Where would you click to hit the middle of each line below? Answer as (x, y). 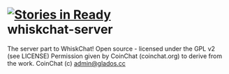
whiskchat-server (60, 29)
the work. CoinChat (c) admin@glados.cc (66, 63)
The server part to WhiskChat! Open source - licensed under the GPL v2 (111, 48)
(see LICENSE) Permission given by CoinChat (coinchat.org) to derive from (114, 56)
